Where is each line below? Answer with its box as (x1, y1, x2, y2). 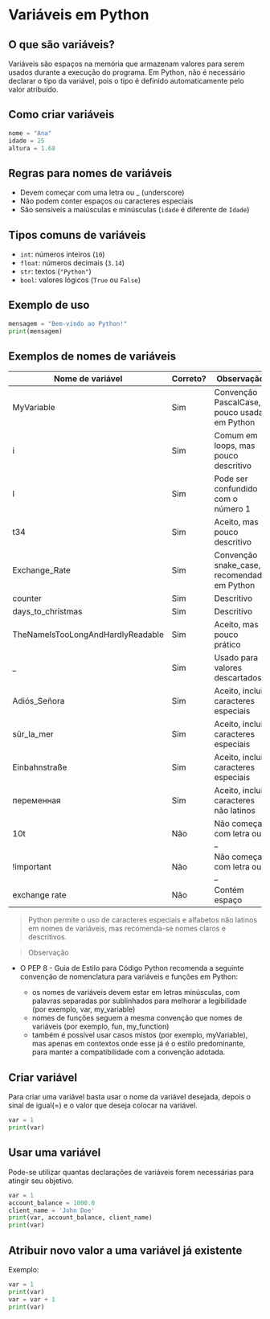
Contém (214, 885, 244, 896)
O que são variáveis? (8, 38, 115, 51)
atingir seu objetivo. (8, 1176, 74, 1185)
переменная (12, 795, 62, 806)
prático (214, 639, 241, 651)
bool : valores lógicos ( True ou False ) (19, 275, 141, 285)
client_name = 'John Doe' (8, 1206, 95, 1214)
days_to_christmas (12, 606, 83, 617)
